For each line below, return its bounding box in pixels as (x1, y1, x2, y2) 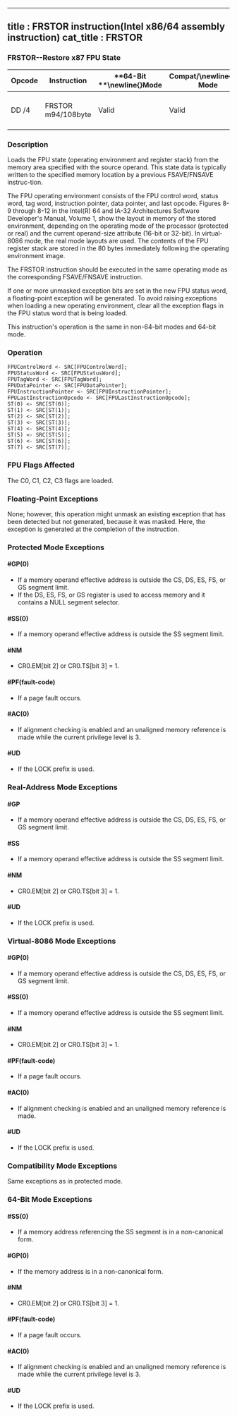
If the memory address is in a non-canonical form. (17, 1267, 164, 1275)
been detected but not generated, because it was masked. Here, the (7, 517, 206, 525)
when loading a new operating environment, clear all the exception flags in (7, 301, 224, 310)
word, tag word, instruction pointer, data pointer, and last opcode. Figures (7, 199, 221, 207)
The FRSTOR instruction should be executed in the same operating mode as (7, 265, 228, 274)
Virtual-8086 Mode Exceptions (7, 936, 116, 946)
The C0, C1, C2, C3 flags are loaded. (7, 476, 114, 485)
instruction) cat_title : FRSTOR (7, 32, 143, 44)
